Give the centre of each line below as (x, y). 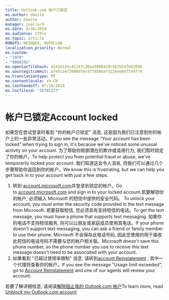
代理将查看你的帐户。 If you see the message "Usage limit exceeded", (90, 265)
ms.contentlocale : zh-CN (32, 81)
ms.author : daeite (25, 15)
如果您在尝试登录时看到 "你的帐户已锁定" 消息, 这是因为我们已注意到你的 (81, 132)
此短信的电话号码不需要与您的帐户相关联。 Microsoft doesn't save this (86, 241)
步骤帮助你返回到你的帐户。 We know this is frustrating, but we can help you (85, 170)
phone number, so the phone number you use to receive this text (80, 247)
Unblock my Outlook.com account (41, 292)
